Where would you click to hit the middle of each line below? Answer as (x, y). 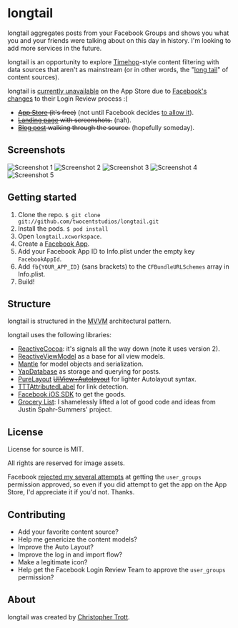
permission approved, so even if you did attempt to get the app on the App (117, 484)
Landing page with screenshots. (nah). (75, 120)
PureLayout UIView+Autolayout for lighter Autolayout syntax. (107, 379)
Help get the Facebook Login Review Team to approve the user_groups (122, 570)
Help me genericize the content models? (77, 539)
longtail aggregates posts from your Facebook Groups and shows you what (118, 33)
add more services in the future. (55, 48)
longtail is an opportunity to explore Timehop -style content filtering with (113, 61)
